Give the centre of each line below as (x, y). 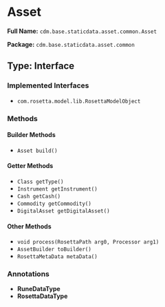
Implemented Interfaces (48, 85)
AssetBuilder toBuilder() (54, 250)
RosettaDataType (42, 296)
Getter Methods (30, 166)
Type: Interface (41, 66)
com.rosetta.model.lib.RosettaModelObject (79, 101)
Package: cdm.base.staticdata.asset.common (71, 44)
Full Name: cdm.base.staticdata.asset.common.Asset (82, 31)
